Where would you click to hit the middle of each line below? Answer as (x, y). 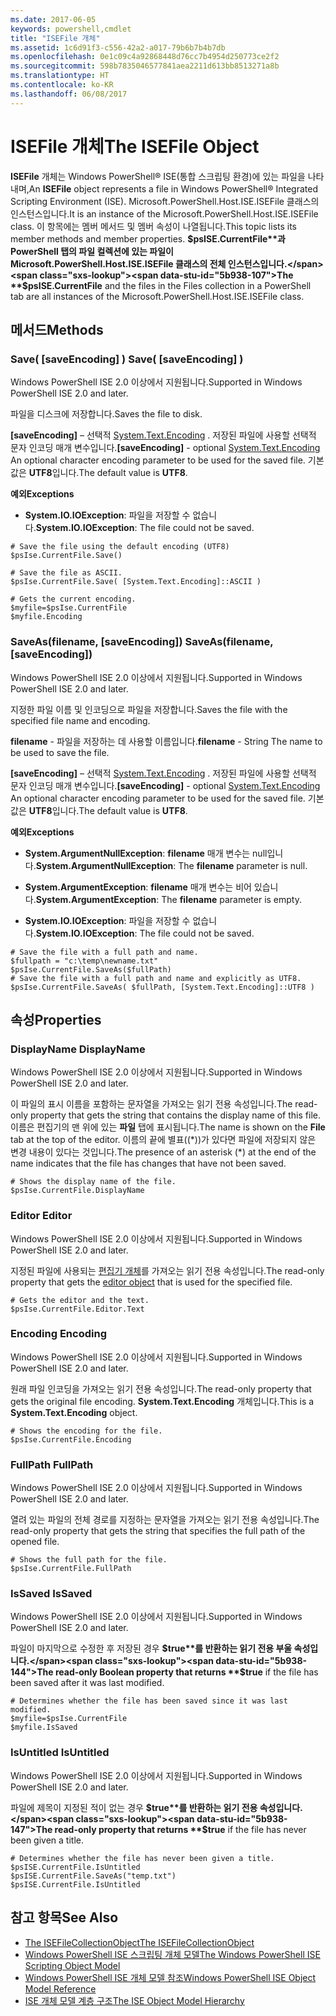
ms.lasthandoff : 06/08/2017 (69, 94)
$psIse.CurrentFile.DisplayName (77, 1191)
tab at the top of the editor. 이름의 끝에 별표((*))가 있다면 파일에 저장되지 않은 (163, 1140)
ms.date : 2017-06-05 (53, 19)
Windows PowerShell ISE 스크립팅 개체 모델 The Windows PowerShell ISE (172, 1954)
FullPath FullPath (52, 1464)
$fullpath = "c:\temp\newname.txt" (84, 961)
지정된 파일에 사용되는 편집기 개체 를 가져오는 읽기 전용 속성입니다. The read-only (167, 1270)
